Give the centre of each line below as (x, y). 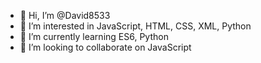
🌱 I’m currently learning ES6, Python (94, 36)
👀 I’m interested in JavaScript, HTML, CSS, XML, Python (135, 26)
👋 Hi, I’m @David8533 (65, 15)
